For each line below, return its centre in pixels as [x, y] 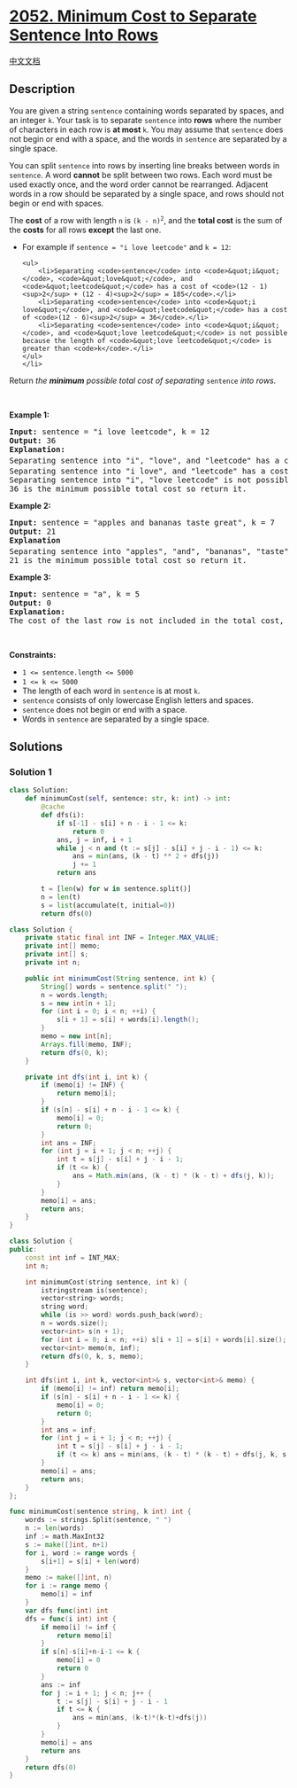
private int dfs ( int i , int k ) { [87, 1077]
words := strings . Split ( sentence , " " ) [99, 1520]
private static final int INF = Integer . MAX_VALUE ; [122, 938]
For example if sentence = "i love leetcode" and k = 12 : [126, 246]
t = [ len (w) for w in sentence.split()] [116, 889]
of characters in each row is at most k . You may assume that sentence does [146, 129]
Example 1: [30, 415]
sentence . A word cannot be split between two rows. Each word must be [141, 175]
